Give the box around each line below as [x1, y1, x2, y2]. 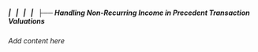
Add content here [8, 35, 65, 45]
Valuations [8, 16, 45, 25]
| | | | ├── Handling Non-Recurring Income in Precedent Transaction [8, 8, 250, 17]
